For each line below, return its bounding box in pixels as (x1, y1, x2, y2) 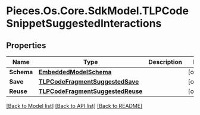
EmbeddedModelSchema (38, 68, 112, 76)
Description (148, 58, 183, 66)
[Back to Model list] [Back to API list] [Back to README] (6, 103, 143, 109)
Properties (6, 40, 46, 50)
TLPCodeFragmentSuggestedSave (38, 78, 139, 85)
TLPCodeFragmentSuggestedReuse (38, 87, 143, 95)
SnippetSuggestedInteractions (6, 17, 162, 30)
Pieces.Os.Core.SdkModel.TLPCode (6, 4, 189, 18)
